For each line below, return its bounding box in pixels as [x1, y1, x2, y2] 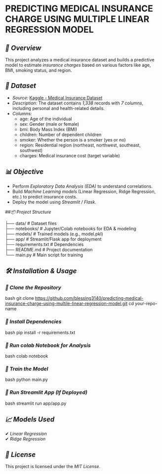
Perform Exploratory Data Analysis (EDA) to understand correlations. [12, 183, 153, 189]
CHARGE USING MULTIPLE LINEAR [5, 13, 150, 25]
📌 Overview [5, 44, 41, 52]
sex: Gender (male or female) [19, 121, 80, 127]
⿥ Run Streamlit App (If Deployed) [5, 389, 88, 396]
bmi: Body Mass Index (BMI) [19, 126, 78, 132]
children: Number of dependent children [19, 132, 102, 138]
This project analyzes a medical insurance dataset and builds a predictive [5, 57, 155, 62]
